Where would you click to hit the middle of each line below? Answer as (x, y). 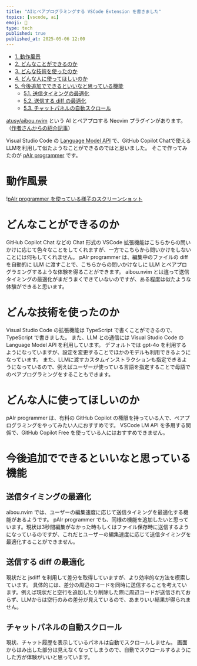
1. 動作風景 (28, 56)
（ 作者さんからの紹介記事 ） (40, 128)
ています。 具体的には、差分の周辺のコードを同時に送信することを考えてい (96, 585)
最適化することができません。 (42, 542)
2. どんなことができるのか (46, 64)
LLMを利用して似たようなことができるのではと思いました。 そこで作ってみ (97, 148)
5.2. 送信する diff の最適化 (55, 101)
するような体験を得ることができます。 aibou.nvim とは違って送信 (110, 271)
